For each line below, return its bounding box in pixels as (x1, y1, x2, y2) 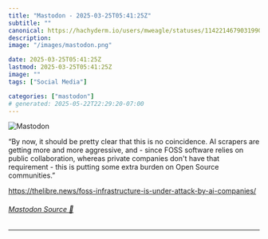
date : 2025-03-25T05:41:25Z (8, 56, 102, 64)
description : (8, 33, 52, 42)
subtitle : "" (8, 19, 52, 27)
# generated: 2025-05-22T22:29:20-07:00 (8, 100, 145, 108)
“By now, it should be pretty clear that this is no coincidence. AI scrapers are (8, 137, 260, 147)
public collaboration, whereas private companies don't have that (8, 154, 220, 163)
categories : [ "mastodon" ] (8, 92, 94, 100)
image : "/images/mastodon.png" (8, 41, 112, 49)
